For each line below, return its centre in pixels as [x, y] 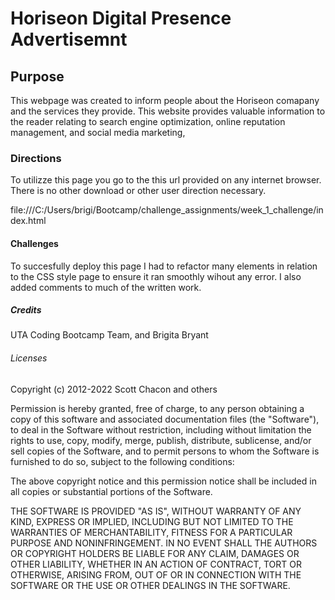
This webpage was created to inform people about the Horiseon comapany [165, 100]
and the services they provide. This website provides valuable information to [168, 111]
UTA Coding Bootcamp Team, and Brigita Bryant [109, 335]
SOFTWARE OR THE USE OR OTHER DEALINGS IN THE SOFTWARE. [150, 585]
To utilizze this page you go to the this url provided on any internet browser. [166, 180]
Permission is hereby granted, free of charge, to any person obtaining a [157, 408]
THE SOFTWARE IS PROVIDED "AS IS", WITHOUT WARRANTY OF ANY [156, 511]
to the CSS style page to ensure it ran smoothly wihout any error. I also [156, 276]
